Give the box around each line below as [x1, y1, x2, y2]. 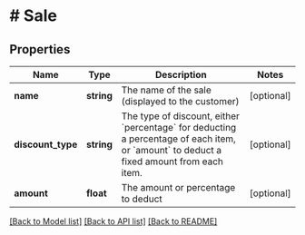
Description [154, 69, 207, 81]
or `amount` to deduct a [121, 144, 222, 156]
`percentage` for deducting [121, 122, 237, 133]
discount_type [14, 138, 78, 151]
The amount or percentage [121, 181, 236, 193]
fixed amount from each [121, 155, 224, 168]
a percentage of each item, [121, 132, 236, 145]
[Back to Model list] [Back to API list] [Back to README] [9, 216, 218, 227]
